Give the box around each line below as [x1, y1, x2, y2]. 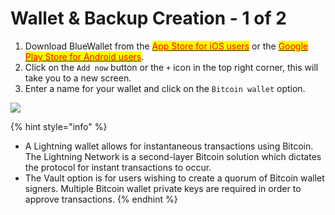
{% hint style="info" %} [10, 120, 108, 132]
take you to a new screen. [24, 72, 132, 84]
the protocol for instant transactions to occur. [24, 161, 212, 173]
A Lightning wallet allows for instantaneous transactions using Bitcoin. [24, 140, 314, 152]
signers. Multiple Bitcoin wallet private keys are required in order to [24, 182, 302, 194]
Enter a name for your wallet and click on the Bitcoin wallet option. [24, 82, 306, 94]
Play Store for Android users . [24, 50, 145, 62]
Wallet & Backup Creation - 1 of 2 [10, 7, 287, 30]
